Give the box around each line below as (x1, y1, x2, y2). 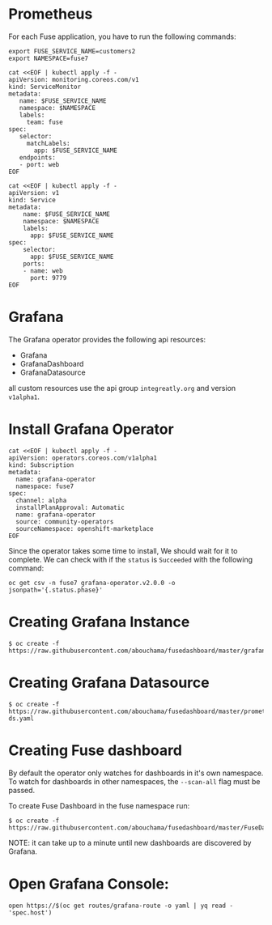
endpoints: (19, 153, 57, 162)
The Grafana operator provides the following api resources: (8, 334, 206, 344)
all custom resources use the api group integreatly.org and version (8, 383, 236, 392)
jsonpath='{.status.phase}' (8, 586, 104, 594)
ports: (23, 260, 45, 268)
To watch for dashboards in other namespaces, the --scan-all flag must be (8, 776, 261, 786)
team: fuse (26, 118, 63, 126)
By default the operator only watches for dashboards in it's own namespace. (8, 768, 264, 778)
